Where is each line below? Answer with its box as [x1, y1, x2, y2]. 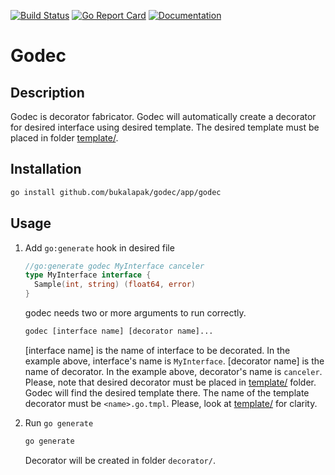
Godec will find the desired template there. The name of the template [24, 386, 310, 399]
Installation [10, 161, 82, 178]
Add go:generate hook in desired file [24, 241, 175, 254]
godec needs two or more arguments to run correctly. [24, 307, 247, 319]
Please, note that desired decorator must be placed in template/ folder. [24, 376, 317, 388]
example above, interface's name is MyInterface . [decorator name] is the [24, 355, 325, 367]
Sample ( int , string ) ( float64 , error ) [34, 280, 196, 290]
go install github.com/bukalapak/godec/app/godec [10, 187, 222, 197]
